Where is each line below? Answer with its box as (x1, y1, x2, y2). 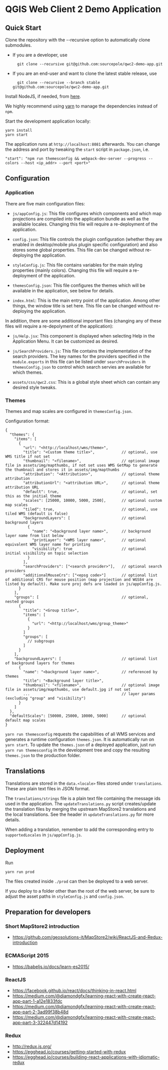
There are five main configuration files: (5, 200, 85, 206)
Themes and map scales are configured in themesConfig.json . (5, 408, 132, 414)
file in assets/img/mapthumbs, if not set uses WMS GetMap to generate (5, 463, 157, 468)
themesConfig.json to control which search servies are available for (12, 364, 151, 370)
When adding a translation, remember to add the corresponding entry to (5, 826, 154, 832)
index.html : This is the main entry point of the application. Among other (12, 297, 160, 303)
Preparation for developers (5, 908, 91, 916)
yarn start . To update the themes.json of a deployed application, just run (5, 741, 156, 747)
